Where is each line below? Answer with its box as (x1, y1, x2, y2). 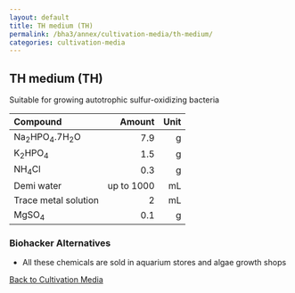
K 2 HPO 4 (13, 147, 49, 161)
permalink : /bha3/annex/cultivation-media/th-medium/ (9, 29, 214, 38)
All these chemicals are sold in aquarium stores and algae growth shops (21, 257, 287, 268)
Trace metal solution (13, 193, 100, 206)
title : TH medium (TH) (9, 21, 94, 30)
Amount (119, 116, 155, 128)
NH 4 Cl (13, 163, 42, 177)
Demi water (13, 179, 62, 191)
